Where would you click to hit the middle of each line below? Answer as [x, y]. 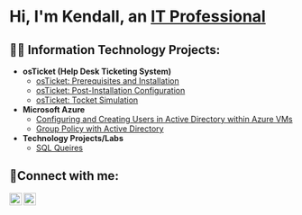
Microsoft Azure [54, 109]
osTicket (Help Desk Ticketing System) [97, 71]
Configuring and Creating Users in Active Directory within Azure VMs [164, 119]
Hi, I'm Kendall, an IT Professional [137, 17]
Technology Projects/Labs [73, 138]
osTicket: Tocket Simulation [87, 100]
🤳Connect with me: [64, 176]
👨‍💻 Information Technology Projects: [115, 50]
